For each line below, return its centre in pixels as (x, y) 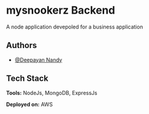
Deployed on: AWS (30, 104)
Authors (22, 45)
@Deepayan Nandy (38, 59)
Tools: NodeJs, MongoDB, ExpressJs (52, 93)
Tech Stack (27, 79)
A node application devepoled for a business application (74, 27)
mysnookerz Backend (61, 10)
